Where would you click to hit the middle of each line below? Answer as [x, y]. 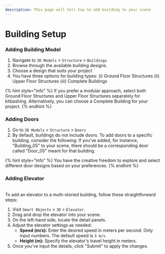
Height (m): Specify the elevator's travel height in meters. [78, 241]
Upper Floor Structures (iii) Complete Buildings [60, 81]
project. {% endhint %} [28, 107]
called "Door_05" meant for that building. [54, 151]
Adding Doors [22, 119]
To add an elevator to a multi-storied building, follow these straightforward [81, 194]
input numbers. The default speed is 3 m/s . [63, 235]
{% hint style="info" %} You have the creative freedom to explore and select [82, 160]
